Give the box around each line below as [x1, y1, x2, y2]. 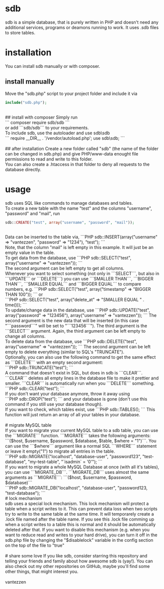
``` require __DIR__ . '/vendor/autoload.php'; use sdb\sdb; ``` [5, 135, 125, 141]
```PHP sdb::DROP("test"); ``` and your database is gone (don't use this [5, 396, 148, 402]
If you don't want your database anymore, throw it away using [5, 391, 130, 397]
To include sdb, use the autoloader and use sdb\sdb [5, 130, 110, 136]
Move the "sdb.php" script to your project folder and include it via [5, 91, 138, 96]
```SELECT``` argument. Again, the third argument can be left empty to [5, 328, 146, 334]
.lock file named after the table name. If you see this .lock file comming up [5, 516, 154, 522]
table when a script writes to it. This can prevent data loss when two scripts [5, 506, 158, 512]
